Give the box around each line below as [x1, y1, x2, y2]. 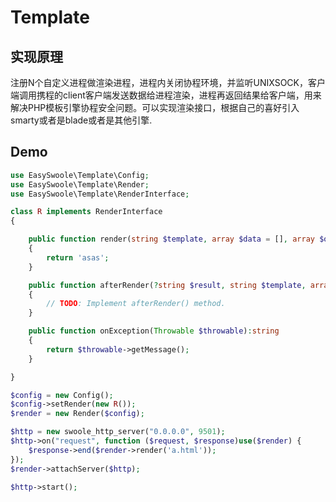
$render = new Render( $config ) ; [10, 409, 145, 419]
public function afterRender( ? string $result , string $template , [28, 280, 307, 290]
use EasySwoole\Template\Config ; [10, 170, 150, 180]
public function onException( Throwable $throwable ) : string [28, 326, 280, 336]
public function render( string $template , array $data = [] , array [28, 234, 315, 245]
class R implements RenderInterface [10, 207, 163, 217]
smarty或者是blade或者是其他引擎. [10, 114, 153, 126]
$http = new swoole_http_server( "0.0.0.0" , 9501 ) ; [10, 427, 226, 437]
